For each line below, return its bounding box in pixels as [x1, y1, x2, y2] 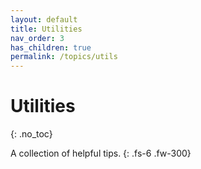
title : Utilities [10, 24, 83, 34]
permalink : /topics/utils [10, 52, 118, 62]
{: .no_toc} [10, 128, 53, 140]
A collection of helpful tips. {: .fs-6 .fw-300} [10, 147, 192, 160]
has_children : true [10, 42, 92, 53]
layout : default [10, 14, 78, 25]
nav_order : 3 [10, 33, 65, 43]
